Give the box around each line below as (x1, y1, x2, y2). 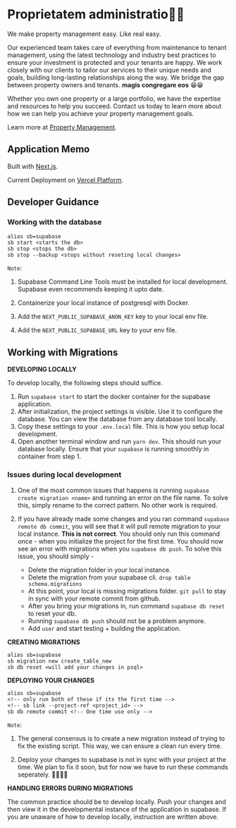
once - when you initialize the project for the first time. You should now (17, 537, 224, 545)
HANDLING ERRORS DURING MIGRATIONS (7, 784, 134, 792)
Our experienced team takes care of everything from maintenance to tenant (7, 43, 227, 51)
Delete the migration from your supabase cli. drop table (27, 573, 191, 582)
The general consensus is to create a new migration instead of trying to (17, 734, 225, 742)
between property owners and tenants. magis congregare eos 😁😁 (7, 80, 204, 89)
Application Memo (7, 144, 90, 156)
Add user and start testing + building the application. (27, 624, 181, 632)
